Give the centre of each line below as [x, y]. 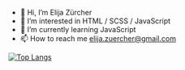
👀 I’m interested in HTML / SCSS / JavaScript [95, 21]
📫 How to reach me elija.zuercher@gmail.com [98, 39]
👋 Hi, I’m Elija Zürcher [56, 12]
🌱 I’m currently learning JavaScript [78, 29]
